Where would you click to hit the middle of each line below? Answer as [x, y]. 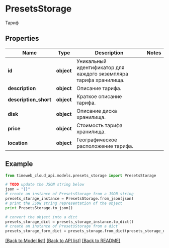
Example [19, 164]
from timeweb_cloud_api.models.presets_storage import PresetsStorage [81, 176]
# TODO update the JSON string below [45, 185]
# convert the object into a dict [41, 217]
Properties [22, 38]
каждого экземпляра [102, 73]
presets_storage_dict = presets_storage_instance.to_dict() [70, 222]
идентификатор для [101, 67]
